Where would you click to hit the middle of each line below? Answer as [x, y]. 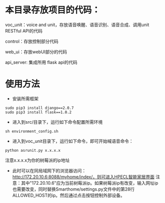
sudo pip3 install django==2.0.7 [40, 108]
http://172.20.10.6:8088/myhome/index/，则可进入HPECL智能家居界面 [83, 177]
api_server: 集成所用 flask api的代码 [41, 62]
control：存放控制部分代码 [32, 41]
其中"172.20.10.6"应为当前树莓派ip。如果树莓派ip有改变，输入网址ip [90, 183]
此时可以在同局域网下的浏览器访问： [49, 170]
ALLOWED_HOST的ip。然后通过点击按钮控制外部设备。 [68, 195]
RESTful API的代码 [24, 31]
